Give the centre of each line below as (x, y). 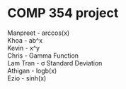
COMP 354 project (63, 13)
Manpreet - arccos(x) (39, 33)
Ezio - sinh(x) (27, 78)
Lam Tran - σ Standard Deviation (55, 63)
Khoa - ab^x (25, 40)
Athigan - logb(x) (32, 70)
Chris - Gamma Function (43, 56)
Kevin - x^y (24, 48)
